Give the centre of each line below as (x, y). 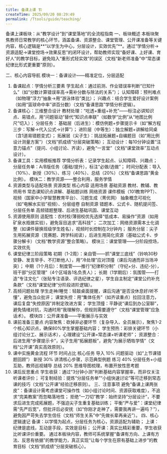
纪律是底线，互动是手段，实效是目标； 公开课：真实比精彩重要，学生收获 (87, 428)
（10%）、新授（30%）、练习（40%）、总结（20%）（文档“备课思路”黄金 (86, 173)
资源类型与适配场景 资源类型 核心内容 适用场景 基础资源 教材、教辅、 (83, 185)
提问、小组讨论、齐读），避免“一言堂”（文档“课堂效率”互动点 (98, 148)
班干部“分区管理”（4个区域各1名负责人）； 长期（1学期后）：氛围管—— (84, 272)
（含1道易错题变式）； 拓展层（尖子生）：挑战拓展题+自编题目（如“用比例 (86, 136)
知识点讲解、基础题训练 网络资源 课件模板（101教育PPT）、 (100, 191)
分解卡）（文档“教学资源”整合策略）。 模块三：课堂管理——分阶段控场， (89, 241)
